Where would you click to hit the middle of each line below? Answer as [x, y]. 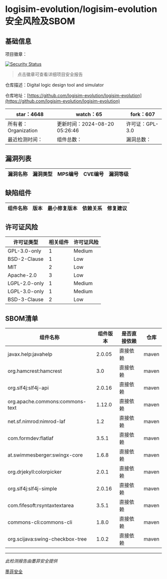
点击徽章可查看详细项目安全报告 [50, 74]
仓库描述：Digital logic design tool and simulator [55, 85]
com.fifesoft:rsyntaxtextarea [41, 505]
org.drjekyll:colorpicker [35, 472]
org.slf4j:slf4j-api [28, 388]
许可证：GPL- [142, 124]
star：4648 [30, 114]
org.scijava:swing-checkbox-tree [47, 539]
